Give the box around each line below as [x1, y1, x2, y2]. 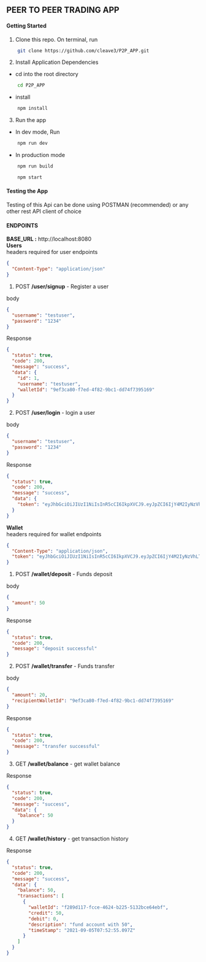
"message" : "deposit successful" [12, 645, 97, 652]
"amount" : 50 [12, 600, 45, 606]
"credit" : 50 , [28, 910, 64, 916]
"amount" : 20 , [12, 692, 48, 698]
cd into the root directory [15, 71, 78, 78]
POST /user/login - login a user [15, 409, 96, 417]
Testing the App [6, 187, 48, 195]
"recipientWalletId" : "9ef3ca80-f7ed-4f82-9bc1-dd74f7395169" [12, 698, 174, 704]
